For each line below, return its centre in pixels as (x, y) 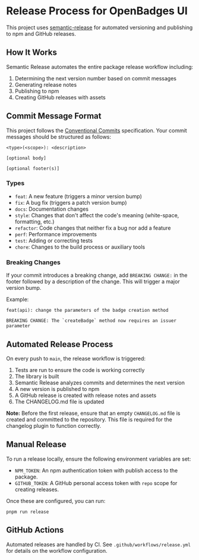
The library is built (37, 376)
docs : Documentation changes (52, 209)
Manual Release (36, 445)
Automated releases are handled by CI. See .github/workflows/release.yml (99, 544)
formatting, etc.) (34, 221)
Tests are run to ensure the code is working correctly (80, 370)
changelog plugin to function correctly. (54, 426)
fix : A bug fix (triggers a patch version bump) (71, 202)
